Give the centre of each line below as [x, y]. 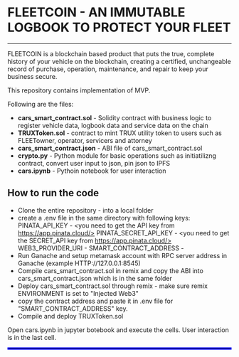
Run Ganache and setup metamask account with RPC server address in [122, 255]
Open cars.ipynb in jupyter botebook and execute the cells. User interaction [118, 330]
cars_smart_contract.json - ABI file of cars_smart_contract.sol [110, 148]
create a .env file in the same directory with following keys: [104, 218]
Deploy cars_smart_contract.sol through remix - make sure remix [113, 286]
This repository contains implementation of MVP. [79, 90]
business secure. [32, 76]
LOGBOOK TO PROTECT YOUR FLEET [119, 27]
